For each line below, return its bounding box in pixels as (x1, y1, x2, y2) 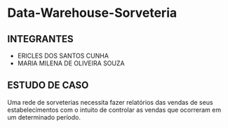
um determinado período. (7, 113, 81, 121)
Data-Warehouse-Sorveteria (7, 5, 177, 21)
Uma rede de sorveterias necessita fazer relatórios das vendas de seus (7, 98, 213, 106)
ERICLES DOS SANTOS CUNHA (17, 51, 109, 60)
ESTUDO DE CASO (7, 79, 89, 91)
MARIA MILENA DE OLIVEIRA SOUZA (17, 59, 125, 68)
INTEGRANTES (7, 33, 74, 45)
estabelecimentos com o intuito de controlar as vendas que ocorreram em (7, 105, 222, 114)
